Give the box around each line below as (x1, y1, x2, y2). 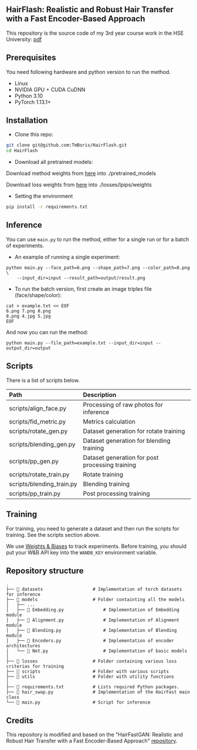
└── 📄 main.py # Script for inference (6, 699, 151, 705)
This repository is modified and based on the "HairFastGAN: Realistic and (6, 731, 184, 738)
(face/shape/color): (14, 291, 62, 298)
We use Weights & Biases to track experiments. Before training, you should (6, 543, 186, 550)
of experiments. (6, 242, 45, 249)
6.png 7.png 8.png (6, 308, 51, 314)
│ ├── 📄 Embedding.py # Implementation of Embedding (6, 607, 180, 613)
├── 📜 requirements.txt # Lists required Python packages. (6, 684, 180, 690)
